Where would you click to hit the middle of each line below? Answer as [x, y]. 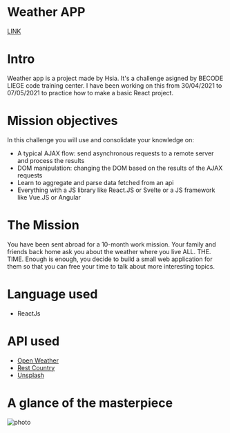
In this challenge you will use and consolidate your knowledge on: [101, 139]
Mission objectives [63, 121]
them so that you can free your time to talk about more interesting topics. [111, 266]
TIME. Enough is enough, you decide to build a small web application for [110, 259]
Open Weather [38, 360]
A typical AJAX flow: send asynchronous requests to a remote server [115, 153]
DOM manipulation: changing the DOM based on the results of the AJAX [120, 168]
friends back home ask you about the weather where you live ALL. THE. [109, 251]
